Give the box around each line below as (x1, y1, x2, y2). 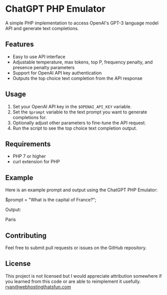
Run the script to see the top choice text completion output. (12, 125, 138, 131)
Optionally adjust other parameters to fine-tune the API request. (12, 120, 146, 126)
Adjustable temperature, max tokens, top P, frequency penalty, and (12, 59, 153, 65)
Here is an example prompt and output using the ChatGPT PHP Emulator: (5, 187, 158, 193)
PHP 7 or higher (12, 153, 46, 159)
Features (5, 40, 34, 49)
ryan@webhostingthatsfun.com (5, 283, 71, 290)
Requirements (5, 139, 51, 148)
